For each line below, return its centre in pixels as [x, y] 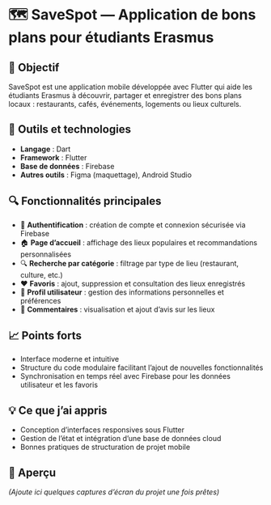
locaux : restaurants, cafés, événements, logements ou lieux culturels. [125, 104]
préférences [40, 300]
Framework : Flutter [53, 157]
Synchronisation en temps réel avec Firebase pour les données [125, 376]
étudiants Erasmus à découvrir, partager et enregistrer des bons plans [125, 95]
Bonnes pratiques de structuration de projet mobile [105, 447]
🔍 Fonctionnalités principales [85, 201]
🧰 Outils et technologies [70, 129]
